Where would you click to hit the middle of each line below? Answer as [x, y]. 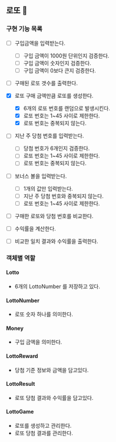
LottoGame [20, 412]
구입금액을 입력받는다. [40, 43]
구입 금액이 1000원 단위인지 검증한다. [66, 56]
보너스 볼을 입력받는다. [41, 176]
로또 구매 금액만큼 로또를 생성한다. [54, 96]
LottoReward [22, 356]
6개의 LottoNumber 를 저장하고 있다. [57, 287]
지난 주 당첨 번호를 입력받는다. [49, 136]
